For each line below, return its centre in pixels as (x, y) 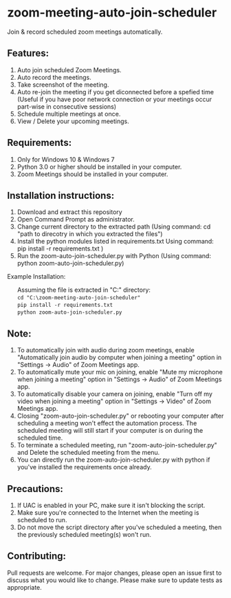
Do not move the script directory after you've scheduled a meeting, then (119, 527)
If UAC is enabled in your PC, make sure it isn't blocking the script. (111, 505)
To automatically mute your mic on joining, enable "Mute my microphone (120, 372)
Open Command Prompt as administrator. (76, 220)
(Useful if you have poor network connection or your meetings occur (114, 99)
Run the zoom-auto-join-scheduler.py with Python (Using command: (114, 256)
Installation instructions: (61, 195)
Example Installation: (36, 277)
